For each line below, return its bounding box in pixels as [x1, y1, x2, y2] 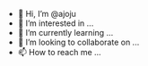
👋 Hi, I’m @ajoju [17, 9, 76, 19]
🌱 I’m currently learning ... [17, 28, 114, 37]
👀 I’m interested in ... [17, 18, 94, 29]
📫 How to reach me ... [17, 47, 101, 57]
